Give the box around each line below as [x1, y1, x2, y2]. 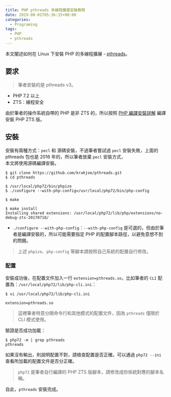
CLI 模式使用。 [17, 316, 49, 322]
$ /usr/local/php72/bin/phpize [5, 184, 72, 189]
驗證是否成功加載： [5, 327, 46, 333]
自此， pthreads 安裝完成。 [5, 386, 61, 392]
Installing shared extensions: [5, 210, 72, 215]
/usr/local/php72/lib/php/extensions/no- [74, 210, 163, 215]
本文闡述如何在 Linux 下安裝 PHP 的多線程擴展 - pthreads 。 [5, 51, 130, 57]
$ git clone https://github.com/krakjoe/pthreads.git [5, 170, 123, 175]
